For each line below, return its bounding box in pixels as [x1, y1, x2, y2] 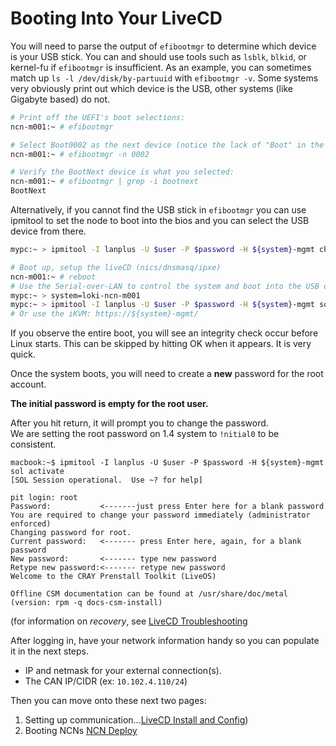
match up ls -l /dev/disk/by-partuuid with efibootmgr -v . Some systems [10, 72, 319, 84]
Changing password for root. [10, 528, 132, 538]
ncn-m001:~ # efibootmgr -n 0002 [10, 149, 150, 159]
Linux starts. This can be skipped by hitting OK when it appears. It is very [10, 338, 312, 350]
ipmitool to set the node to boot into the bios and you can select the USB [10, 215, 310, 227]
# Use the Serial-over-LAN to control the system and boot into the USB [10, 281, 320, 291]
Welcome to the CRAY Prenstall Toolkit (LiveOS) [10, 572, 217, 582]
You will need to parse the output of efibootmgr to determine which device [10, 40, 317, 52]
